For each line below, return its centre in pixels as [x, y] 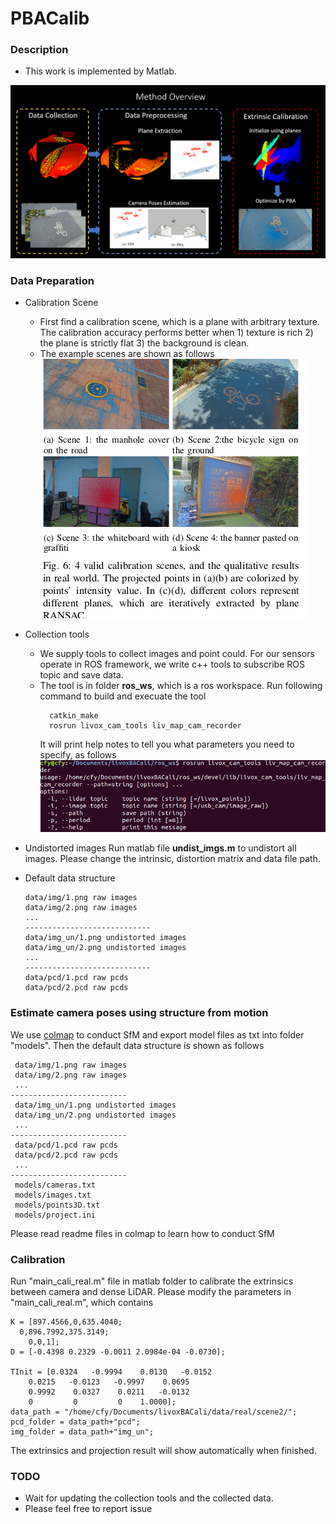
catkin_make [73, 716]
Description [39, 50]
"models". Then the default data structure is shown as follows [137, 1045]
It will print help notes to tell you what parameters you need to [167, 744]
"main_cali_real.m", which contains [82, 1302]
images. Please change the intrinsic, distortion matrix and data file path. [172, 859]
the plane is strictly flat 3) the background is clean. [144, 343]
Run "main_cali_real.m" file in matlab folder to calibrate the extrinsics [152, 1281]
